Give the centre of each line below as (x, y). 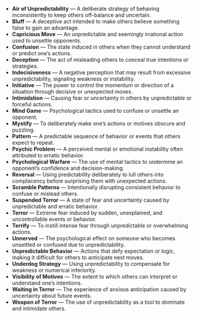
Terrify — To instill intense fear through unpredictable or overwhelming (100, 225)
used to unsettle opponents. (47, 41)
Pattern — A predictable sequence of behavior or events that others (96, 136)
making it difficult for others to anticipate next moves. (78, 257)
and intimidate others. (39, 308)
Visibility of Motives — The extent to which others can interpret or (94, 276)
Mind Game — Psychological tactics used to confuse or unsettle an (95, 111)
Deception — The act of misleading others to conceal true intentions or (100, 60)
